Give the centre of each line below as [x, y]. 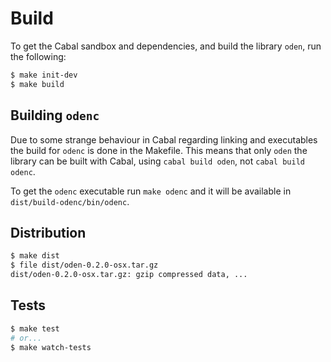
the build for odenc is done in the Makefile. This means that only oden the [159, 150]
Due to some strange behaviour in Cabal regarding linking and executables [164, 139]
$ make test [35, 328]
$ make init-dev [44, 75]
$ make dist [35, 256]
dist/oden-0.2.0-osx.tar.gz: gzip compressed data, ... [129, 275]
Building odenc [55, 115]
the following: [38, 56]
